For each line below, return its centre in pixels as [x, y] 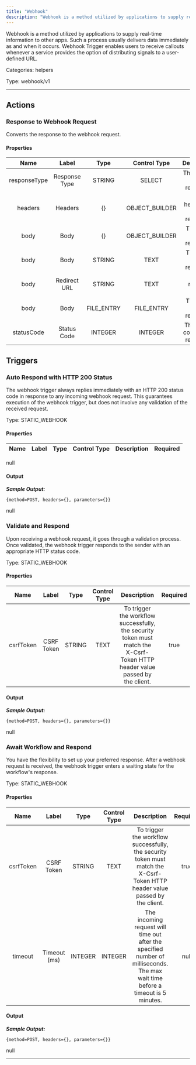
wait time [150, 978]
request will [150, 927]
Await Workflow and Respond [49, 747]
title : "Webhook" [27, 11]
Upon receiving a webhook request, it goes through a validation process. [93, 538]
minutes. [150, 1000]
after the [150, 942]
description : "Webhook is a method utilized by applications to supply [95, 17]
